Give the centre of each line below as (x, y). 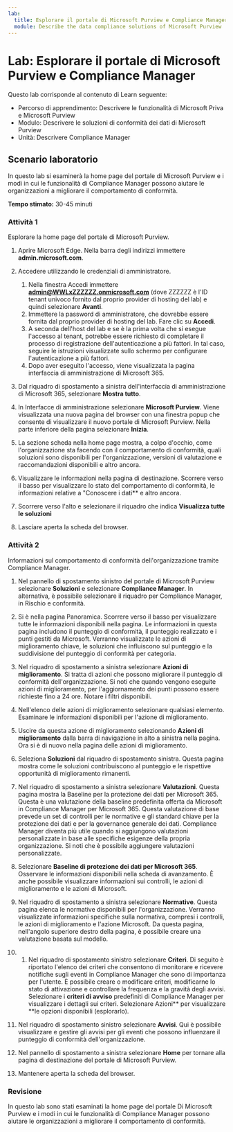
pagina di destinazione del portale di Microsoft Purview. (97, 1060)
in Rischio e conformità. (52, 603)
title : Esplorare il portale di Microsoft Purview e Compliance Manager (121, 20)
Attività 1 (23, 222)
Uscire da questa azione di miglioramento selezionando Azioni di (111, 730)
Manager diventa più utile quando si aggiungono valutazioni (103, 831)
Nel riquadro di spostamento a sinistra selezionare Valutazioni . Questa (119, 786)
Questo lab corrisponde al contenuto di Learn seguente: (87, 95)
